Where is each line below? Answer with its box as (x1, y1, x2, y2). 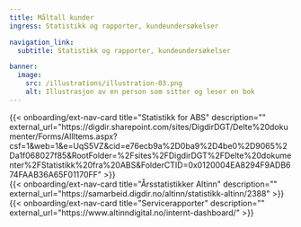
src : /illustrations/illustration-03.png (25, 79, 182, 88)
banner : (9, 62, 39, 72)
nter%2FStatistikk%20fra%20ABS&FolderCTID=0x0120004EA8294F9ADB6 (9, 159, 291, 170)
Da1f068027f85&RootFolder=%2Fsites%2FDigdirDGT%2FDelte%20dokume (9, 150, 292, 161)
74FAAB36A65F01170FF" (9, 169, 102, 179)
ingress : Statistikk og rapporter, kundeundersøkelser (9, 22, 219, 31)
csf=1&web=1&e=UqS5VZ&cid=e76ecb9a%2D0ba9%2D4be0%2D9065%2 (9, 140, 288, 151)
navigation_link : (9, 38, 75, 47)
